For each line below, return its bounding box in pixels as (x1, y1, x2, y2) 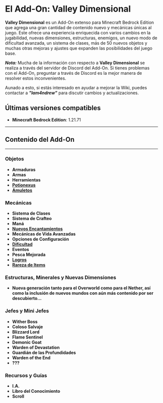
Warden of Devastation (12, 344, 60, 350)
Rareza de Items (12, 262, 46, 268)
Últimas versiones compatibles (5, 104, 101, 112)
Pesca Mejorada (12, 252, 46, 258)
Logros (12, 257, 27, 263)
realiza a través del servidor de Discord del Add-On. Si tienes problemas (5, 65, 150, 71)
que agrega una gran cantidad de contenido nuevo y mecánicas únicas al (5, 24, 152, 30)
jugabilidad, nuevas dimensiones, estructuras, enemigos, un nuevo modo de (5, 35, 158, 41)
